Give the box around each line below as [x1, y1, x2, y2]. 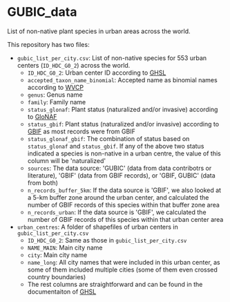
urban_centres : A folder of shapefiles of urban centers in [17, 223, 178, 231]
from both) [27, 178, 59, 187]
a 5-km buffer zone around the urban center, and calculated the [27, 193, 209, 201]
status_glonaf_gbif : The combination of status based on [27, 134, 190, 142]
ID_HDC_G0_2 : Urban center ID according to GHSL [27, 68, 166, 77]
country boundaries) [27, 272, 86, 281]
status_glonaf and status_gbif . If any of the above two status [27, 142, 204, 150]
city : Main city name [27, 250, 88, 259]
